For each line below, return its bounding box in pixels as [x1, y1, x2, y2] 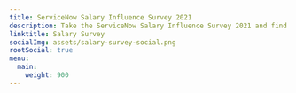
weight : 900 [25, 71, 69, 80]
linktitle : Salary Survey [9, 29, 105, 38]
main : [17, 63, 38, 72]
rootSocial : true [9, 46, 74, 55]
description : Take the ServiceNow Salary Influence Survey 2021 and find [9, 21, 288, 30]
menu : [9, 54, 29, 63]
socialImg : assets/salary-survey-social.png [9, 37, 176, 47]
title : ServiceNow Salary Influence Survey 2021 [9, 12, 192, 22]
